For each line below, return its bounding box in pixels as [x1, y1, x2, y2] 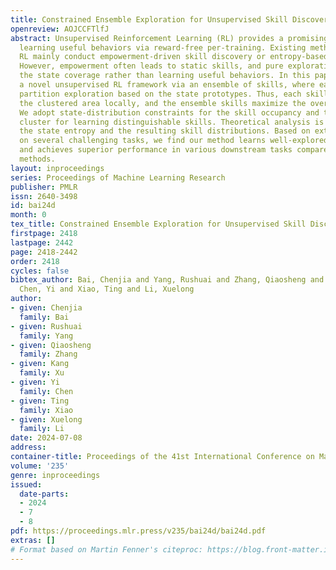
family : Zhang [19, 349, 78, 360]
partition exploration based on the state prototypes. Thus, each [19, 89, 302, 99]
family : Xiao [19, 405, 74, 415]
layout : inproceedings [10, 163, 105, 173]
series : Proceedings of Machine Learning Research [10, 172, 226, 183]
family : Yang [19, 331, 74, 341]
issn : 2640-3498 [10, 191, 78, 201]
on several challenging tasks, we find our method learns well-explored [19, 136, 329, 146]
